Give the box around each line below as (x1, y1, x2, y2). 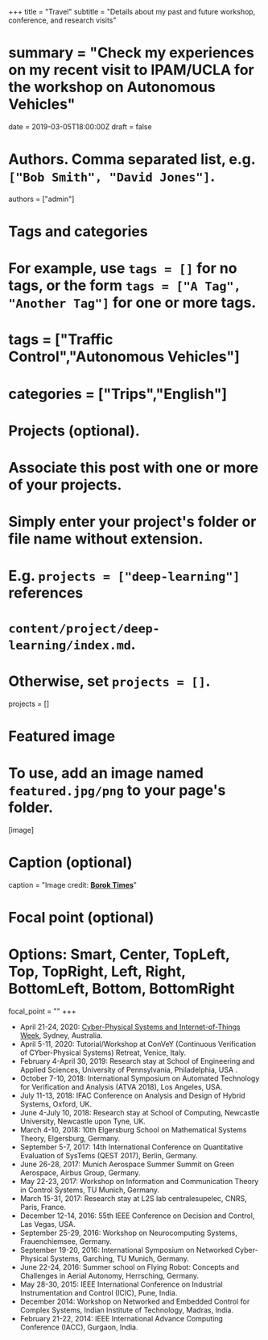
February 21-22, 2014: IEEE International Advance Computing (19, 1313, 224, 1323)
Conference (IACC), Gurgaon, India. (19, 1322, 138, 1332)
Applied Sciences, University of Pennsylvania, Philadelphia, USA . (19, 1065, 238, 1074)
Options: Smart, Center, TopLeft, (8, 945, 230, 964)
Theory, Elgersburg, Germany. (19, 1133, 121, 1143)
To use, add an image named (8, 763, 204, 782)
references (8, 584, 84, 603)
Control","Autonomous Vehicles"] (8, 347, 240, 366)
